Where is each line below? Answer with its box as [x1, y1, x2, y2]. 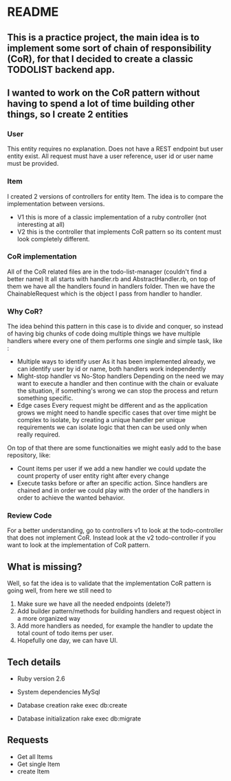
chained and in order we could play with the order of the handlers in [16, 486, 210, 495]
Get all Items [16, 752, 53, 760]
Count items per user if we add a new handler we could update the [16, 465, 206, 473]
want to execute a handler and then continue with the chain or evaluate [16, 379, 219, 388]
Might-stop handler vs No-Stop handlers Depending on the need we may [16, 372, 224, 380]
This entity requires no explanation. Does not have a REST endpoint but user [7, 145, 223, 153]
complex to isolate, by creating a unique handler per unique [16, 416, 186, 424]
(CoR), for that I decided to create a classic [7, 53, 194, 65]
